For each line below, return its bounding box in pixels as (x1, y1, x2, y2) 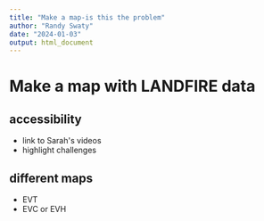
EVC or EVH (21, 204, 67, 215)
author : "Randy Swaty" (9, 21, 94, 30)
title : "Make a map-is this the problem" (9, 12, 166, 22)
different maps (9, 170, 94, 185)
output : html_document (9, 37, 94, 47)
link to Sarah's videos (21, 135, 102, 146)
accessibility (9, 111, 82, 127)
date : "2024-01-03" (9, 29, 82, 38)
